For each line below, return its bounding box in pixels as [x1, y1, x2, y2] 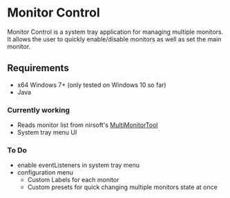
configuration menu [17, 168, 74, 177]
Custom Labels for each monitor [27, 176, 119, 184]
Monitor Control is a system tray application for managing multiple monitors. [7, 28, 224, 36]
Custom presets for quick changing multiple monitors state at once [27, 183, 218, 191]
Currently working [7, 105, 70, 115]
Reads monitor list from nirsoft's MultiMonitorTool [17, 121, 158, 129]
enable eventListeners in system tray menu [17, 161, 140, 170]
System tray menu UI [17, 128, 77, 137]
